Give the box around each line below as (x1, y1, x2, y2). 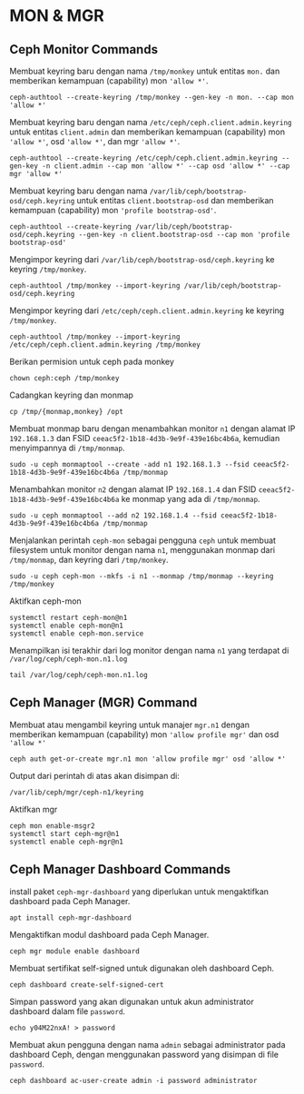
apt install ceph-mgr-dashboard (9, 913, 132, 922)
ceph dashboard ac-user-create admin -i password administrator (9, 1076, 258, 1085)
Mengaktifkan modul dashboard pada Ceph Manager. (9, 929, 210, 940)
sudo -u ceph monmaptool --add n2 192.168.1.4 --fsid (9, 511, 218, 520)
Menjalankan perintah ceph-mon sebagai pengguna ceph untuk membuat (9, 535, 277, 546)
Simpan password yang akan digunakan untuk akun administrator (9, 996, 254, 1007)
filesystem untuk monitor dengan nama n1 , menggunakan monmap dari (9, 545, 275, 555)
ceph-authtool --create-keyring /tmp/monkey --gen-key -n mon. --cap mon (9, 93, 295, 102)
